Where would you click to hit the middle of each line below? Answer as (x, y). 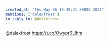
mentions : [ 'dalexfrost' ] (32, 14)
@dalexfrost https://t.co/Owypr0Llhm (44, 33)
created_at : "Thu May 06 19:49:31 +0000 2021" (55, 10)
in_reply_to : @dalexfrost (32, 19)
